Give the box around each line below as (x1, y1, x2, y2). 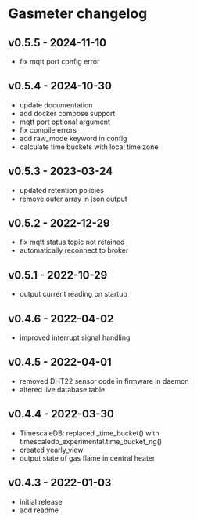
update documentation (19, 100, 93, 110)
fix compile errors (19, 125, 77, 134)
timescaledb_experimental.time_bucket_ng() (19, 436, 163, 446)
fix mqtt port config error (19, 56, 100, 66)
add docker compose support (19, 108, 116, 118)
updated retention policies (19, 185, 104, 195)
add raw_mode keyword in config (19, 133, 127, 143)
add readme (19, 505, 59, 515)
